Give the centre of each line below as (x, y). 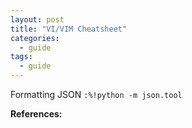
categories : (35, 38)
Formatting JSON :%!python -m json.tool (96, 94)
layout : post (37, 19)
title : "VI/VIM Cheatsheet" (69, 29)
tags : (21, 57)
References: (36, 114)
